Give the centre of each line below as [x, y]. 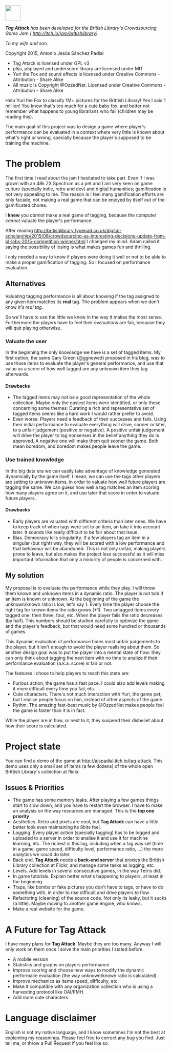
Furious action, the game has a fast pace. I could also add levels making [89, 683]
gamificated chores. [26, 205]
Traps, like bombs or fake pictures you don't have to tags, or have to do [88, 887]
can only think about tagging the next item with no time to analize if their [81, 658]
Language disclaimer [51, 1018]
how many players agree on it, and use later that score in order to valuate [82, 492]
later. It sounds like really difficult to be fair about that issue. [76, 532]
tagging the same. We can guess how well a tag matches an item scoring [82, 487]
